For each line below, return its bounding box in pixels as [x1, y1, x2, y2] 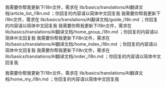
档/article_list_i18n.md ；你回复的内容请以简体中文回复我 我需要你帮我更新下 [5, 10, 161, 16]
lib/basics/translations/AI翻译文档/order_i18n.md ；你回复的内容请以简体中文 [5, 54, 162, 59]
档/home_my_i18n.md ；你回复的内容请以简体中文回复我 [5, 76, 119, 82]
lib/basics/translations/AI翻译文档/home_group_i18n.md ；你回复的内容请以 [5, 29, 159, 34]
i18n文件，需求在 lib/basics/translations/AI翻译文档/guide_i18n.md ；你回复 [5, 17, 158, 22]
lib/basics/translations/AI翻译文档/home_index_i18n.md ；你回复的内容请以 [5, 41, 158, 47]
